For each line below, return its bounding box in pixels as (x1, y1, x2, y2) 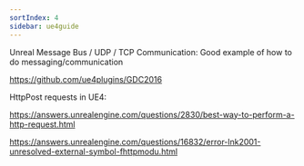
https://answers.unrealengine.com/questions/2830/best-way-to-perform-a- (9, 109, 295, 120)
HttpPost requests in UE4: (9, 92, 107, 103)
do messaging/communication (9, 56, 124, 67)
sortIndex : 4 (9, 13, 59, 23)
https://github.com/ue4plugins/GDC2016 (9, 73, 162, 84)
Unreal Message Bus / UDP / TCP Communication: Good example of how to (9, 46, 293, 57)
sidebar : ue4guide (9, 22, 79, 31)
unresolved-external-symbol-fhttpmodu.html (9, 146, 178, 157)
